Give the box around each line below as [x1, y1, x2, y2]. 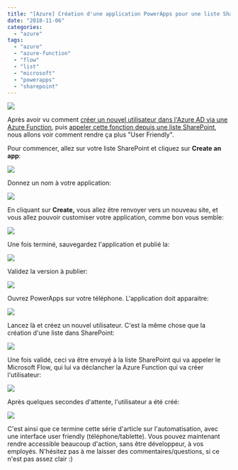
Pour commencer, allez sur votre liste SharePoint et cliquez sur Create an [7, 144, 222, 153]
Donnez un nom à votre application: [7, 178, 111, 188]
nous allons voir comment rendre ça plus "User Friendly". [7, 130, 175, 139]
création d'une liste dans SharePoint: [7, 328, 115, 337]
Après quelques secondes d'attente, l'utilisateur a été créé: [7, 398, 180, 406]
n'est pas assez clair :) [7, 454, 73, 464]
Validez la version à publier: [7, 267, 88, 276]
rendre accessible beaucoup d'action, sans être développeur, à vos [7, 440, 204, 448]
